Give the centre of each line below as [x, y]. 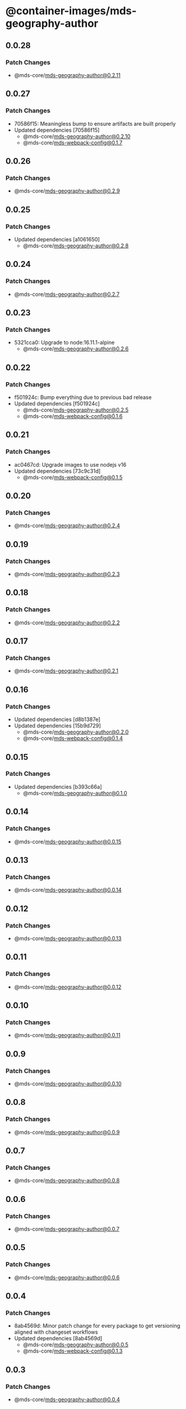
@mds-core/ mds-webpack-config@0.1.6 [73, 416]
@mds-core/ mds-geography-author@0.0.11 [67, 1035]
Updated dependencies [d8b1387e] [57, 719]
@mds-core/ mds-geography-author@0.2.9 [67, 191]
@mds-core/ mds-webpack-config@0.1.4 [73, 738]
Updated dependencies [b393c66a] [58, 786]
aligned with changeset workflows [56, 1332]
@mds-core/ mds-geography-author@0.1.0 [75, 793]
